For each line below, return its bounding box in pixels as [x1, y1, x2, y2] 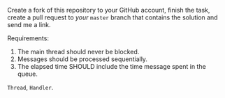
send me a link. [7, 21, 51, 28]
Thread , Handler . [7, 83, 54, 91]
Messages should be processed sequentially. [17, 55, 148, 63]
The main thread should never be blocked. [17, 48, 140, 56]
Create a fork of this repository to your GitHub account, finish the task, [7, 6, 210, 14]
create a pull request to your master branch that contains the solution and [7, 13, 218, 22]
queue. [17, 70, 38, 78]
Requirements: [7, 34, 49, 42]
